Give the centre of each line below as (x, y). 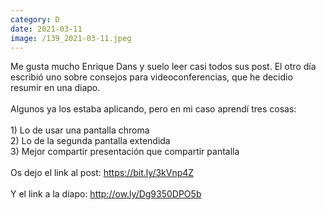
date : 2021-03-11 (46, 29)
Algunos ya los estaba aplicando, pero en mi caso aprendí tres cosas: (153, 109)
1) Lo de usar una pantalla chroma (80, 130)
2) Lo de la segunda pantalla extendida (90, 141)
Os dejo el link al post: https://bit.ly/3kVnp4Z (102, 173)
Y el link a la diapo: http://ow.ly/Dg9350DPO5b (106, 194)
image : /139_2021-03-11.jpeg (71, 38)
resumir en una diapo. (55, 88)
